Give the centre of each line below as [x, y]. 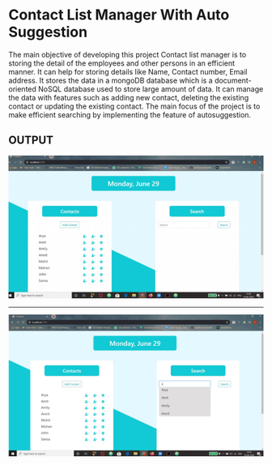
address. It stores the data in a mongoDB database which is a [110, 80]
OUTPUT [31, 141]
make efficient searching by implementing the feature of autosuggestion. [130, 114]
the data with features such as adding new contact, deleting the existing [129, 97]
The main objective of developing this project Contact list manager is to [127, 54]
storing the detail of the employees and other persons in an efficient [122, 63]
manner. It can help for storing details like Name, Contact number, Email [128, 71]
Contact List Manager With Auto [119, 15]
